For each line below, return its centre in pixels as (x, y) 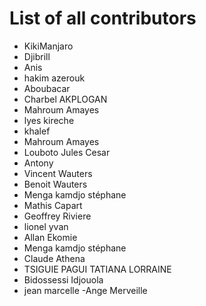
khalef (37, 131)
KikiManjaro (48, 46)
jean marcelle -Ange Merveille (85, 290)
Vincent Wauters (58, 173)
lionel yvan (46, 226)
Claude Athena (54, 258)
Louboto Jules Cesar (67, 152)
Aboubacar (47, 88)
